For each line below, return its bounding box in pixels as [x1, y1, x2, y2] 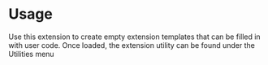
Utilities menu [8, 49, 54, 58]
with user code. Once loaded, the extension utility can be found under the [8, 40, 256, 50]
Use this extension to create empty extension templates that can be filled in [8, 32, 262, 41]
